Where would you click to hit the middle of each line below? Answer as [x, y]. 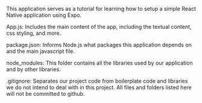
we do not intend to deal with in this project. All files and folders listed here [99, 87]
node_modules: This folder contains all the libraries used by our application [99, 63]
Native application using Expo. [44, 15]
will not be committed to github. [46, 94]
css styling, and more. [34, 33]
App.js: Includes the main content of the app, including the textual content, [99, 27]
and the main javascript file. [41, 51]
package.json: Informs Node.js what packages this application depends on [99, 45]
